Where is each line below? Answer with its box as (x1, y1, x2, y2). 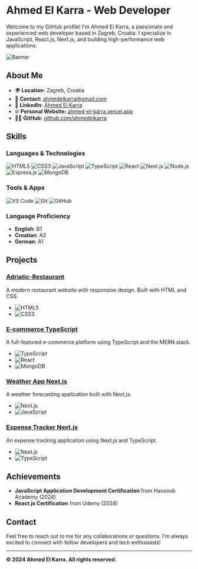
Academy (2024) (14, 493, 56, 500)
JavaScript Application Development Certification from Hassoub (14, 487, 176, 494)
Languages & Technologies (6, 149, 85, 157)
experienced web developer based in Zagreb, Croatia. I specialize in (6, 29, 171, 36)
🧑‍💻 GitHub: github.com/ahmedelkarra (14, 114, 107, 121)
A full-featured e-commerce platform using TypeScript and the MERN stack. (6, 338, 191, 346)
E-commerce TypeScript (6, 325, 78, 333)
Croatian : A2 (14, 232, 47, 239)
